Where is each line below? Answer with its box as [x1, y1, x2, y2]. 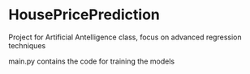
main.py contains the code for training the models [8, 56, 175, 66]
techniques [8, 40, 46, 50]
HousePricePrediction [8, 6, 160, 24]
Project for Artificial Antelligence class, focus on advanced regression [8, 32, 242, 42]
